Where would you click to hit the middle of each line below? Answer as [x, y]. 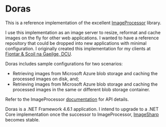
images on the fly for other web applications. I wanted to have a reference [82, 38]
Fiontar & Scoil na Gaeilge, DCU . [39, 54]
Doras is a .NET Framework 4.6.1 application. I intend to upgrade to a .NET [82, 109]
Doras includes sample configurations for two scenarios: [64, 63]
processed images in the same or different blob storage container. [81, 89]
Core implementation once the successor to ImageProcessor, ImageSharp [82, 114]
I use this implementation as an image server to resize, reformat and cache [83, 32]
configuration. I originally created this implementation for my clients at [78, 48]
